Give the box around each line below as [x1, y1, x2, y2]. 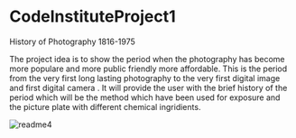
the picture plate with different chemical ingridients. [9, 101, 201, 112]
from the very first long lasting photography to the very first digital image [9, 72, 281, 83]
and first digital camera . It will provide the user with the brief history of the [9, 82, 288, 93]
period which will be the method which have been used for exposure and [9, 92, 281, 103]
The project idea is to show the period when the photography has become [9, 53, 285, 64]
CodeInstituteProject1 [9, 6, 176, 27]
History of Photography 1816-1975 [9, 36, 135, 47]
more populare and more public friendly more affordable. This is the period [9, 63, 288, 74]
